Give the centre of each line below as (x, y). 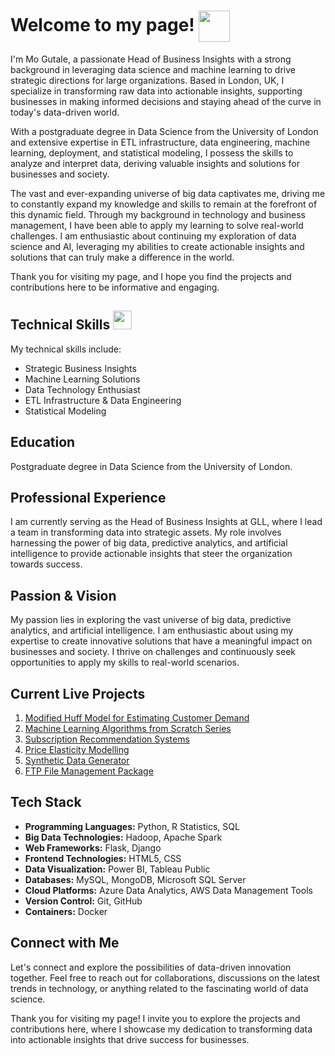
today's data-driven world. (65, 112)
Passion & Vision (63, 595)
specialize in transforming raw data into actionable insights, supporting (156, 91)
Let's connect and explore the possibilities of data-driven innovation (151, 967)
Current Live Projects (78, 693)
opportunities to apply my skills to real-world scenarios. (125, 662)
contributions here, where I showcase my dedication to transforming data (161, 1029)
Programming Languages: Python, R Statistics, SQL (132, 826)
